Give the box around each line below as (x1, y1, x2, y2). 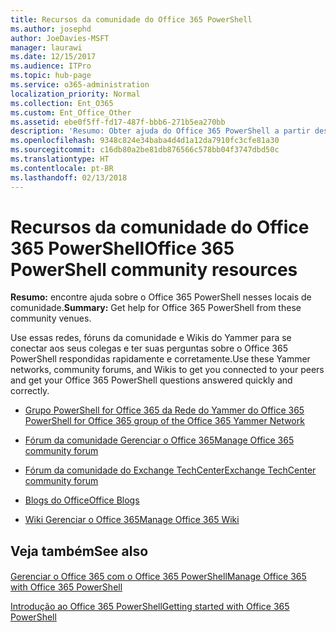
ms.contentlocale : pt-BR (10, 163, 114, 173)
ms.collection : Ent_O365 (10, 98, 114, 108)
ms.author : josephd (10, 24, 92, 34)
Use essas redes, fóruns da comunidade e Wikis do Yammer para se (10, 332, 292, 344)
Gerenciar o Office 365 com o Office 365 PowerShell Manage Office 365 (10, 571, 307, 583)
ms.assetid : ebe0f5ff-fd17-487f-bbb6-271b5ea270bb (10, 117, 226, 127)
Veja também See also (10, 542, 149, 560)
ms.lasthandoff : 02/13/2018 (10, 172, 128, 183)
